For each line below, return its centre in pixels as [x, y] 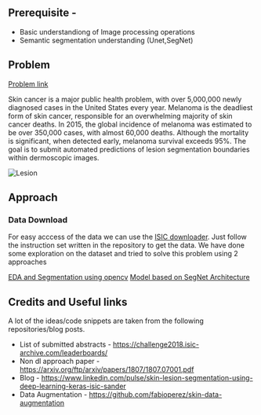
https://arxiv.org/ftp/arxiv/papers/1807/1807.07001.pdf [107, 369]
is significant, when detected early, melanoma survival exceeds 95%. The [127, 141]
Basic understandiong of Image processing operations [107, 31]
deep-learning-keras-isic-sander [73, 386]
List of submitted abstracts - [65, 344]
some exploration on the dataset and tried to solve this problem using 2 [123, 254]
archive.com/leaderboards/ [63, 353]
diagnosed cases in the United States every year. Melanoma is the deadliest [130, 107]
